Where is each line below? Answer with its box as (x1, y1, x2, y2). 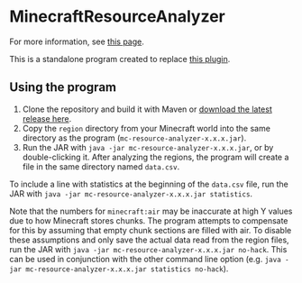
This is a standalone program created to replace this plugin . (9, 53, 231, 64)
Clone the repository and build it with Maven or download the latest (22, 104, 272, 114)
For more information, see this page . (9, 36, 144, 47)
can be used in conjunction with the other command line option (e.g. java (9, 253, 281, 264)
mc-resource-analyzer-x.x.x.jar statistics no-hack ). (25, 263, 229, 274)
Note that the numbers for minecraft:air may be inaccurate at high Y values (9, 205, 293, 216)
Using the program (9, 79, 117, 96)
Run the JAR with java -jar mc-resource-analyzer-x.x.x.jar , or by (22, 141, 274, 152)
